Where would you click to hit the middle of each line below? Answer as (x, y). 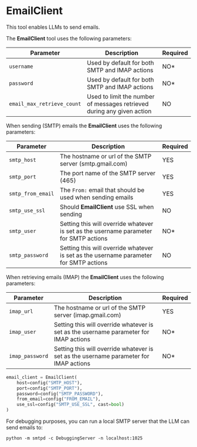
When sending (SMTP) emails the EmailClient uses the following (84, 126)
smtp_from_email (32, 194)
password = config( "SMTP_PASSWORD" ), (60, 394)
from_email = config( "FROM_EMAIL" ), (59, 399)
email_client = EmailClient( (42, 377)
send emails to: (24, 428)
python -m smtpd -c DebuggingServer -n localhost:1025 (74, 438)
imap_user (23, 332)
